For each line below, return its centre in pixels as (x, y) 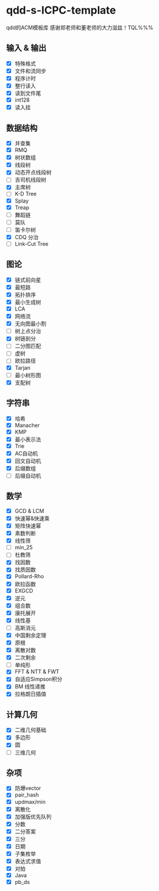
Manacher (27, 425)
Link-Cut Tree (31, 243)
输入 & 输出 (26, 48)
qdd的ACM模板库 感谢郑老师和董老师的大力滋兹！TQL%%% (80, 27)
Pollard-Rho (29, 576)
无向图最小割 (30, 324)
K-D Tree (26, 194)
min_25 (23, 547)
